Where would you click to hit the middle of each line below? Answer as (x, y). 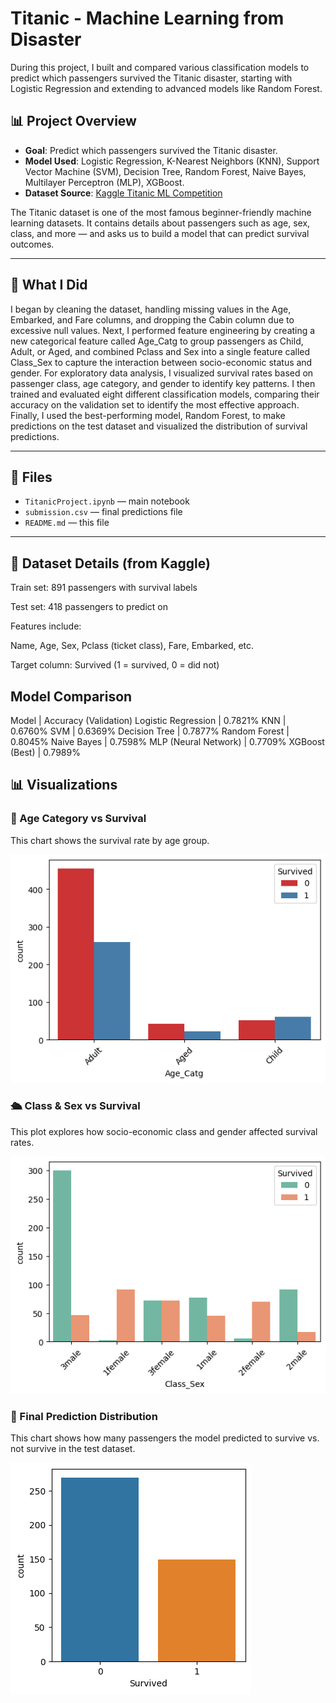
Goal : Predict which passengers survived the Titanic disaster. (151, 150)
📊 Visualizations (64, 785)
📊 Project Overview (73, 121)
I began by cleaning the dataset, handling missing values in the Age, (151, 309)
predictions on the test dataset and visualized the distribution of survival (159, 426)
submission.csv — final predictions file (103, 512)
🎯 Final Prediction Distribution (84, 1416)
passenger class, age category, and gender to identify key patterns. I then (163, 383)
